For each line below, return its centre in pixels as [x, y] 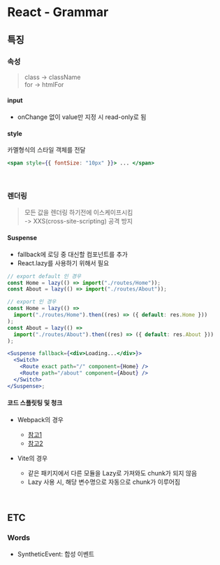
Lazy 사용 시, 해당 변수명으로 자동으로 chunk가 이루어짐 [104, 482]
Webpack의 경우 [41, 419]
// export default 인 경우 [44, 276]
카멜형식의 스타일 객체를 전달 [46, 150]
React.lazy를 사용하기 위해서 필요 [63, 263]
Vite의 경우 [32, 458]
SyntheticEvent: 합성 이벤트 [56, 554]
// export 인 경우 [32, 302]
